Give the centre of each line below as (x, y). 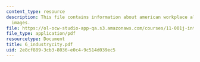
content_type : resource (36, 12)
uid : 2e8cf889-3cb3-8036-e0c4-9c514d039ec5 (61, 50)
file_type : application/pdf (41, 34)
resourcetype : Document (36, 39)
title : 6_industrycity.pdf (40, 45)
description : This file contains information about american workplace (97, 17)
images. (21, 22)
